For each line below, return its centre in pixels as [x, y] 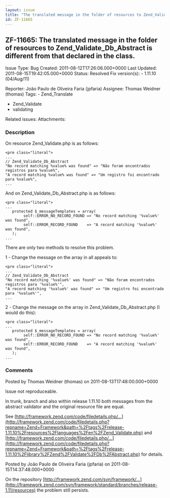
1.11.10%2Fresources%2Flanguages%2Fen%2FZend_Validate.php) [74, 432]
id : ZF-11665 [19, 19]
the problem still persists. [63, 490]
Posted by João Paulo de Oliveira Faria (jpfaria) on [58, 464]
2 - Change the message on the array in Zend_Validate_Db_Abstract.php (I [82, 307]
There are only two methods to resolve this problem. [60, 247]
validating [23, 109]
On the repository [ [25, 479]
